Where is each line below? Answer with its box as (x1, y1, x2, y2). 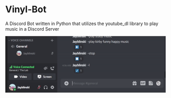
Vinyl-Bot (5, 4, 47, 15)
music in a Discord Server (5, 26, 60, 32)
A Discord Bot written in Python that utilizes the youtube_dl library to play (5, 20, 159, 27)
